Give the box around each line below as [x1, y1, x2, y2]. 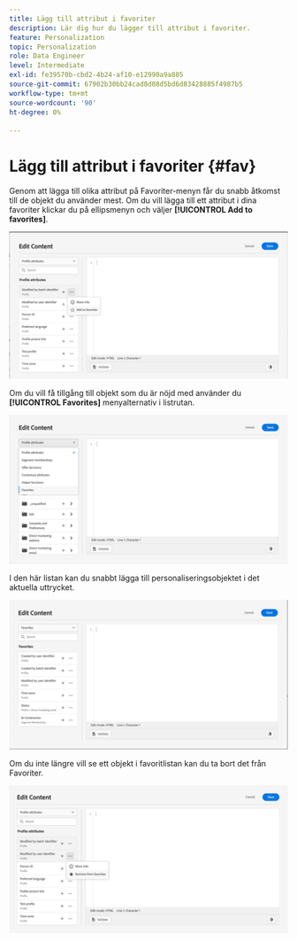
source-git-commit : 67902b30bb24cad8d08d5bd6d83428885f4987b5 [9, 80, 243, 89]
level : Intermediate [9, 61, 86, 70]
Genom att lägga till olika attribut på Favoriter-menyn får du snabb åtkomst [9, 186, 281, 197]
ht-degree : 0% [9, 107, 62, 117]
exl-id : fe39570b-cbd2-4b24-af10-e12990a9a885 [9, 71, 184, 80]
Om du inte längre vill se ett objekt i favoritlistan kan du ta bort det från [9, 758, 267, 768]
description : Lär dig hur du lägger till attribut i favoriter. [9, 23, 251, 33]
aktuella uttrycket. [9, 582, 75, 593]
